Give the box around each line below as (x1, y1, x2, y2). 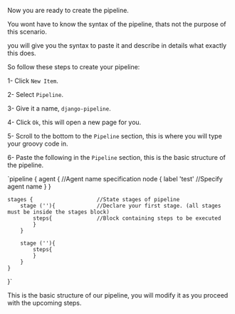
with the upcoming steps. (7, 299, 82, 307)
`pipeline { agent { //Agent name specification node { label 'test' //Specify (7, 175, 223, 183)
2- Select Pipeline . (7, 91, 64, 98)
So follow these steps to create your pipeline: (7, 63, 140, 71)
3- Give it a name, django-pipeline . (7, 104, 112, 113)
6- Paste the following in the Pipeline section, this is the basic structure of (7, 153, 226, 161)
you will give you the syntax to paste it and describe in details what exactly (7, 41, 226, 49)
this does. (7, 49, 37, 57)
